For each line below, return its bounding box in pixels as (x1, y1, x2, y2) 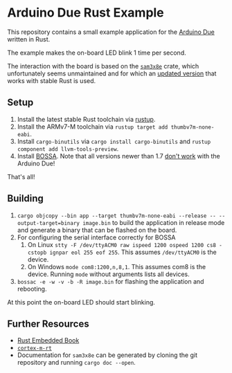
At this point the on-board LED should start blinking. (7, 298, 156, 306)
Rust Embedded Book (17, 336, 80, 345)
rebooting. (17, 284, 47, 293)
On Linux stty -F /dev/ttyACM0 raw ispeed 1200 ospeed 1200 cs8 (27, 240, 217, 248)
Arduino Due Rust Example (7, 5, 164, 21)
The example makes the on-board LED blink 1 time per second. (7, 48, 186, 57)
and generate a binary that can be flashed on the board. (17, 226, 177, 234)
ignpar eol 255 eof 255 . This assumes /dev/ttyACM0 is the (49, 248, 217, 256)
